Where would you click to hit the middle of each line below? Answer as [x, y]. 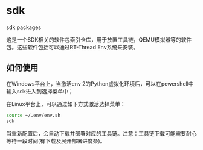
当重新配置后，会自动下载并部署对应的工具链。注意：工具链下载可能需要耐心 [101, 133]
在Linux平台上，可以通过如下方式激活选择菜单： [66, 104]
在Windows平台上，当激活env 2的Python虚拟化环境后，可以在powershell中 [100, 83]
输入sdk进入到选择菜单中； [40, 91]
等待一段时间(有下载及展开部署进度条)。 [56, 141]
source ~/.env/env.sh [34, 115]
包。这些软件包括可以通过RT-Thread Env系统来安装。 [72, 47]
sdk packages [24, 27]
